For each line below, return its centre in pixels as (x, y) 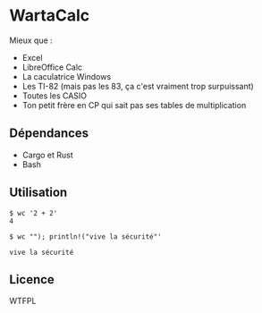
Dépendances (49, 134)
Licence (32, 279)
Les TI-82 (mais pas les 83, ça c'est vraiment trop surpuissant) (138, 86)
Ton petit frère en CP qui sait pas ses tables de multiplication (134, 105)
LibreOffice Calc (52, 67)
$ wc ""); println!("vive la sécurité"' (86, 237)
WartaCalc (50, 16)
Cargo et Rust (47, 155)
